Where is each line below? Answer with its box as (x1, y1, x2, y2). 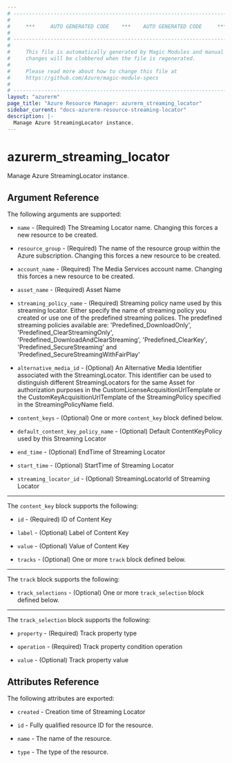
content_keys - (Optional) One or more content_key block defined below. (17, 414, 223, 422)
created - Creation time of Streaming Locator (17, 708, 146, 716)
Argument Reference (7, 191, 99, 204)
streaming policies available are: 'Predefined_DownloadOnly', (17, 321, 192, 329)
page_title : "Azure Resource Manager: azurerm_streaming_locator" (7, 100, 202, 107)
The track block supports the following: (7, 575, 120, 583)
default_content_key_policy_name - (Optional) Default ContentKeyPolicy (17, 427, 222, 436)
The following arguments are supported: (7, 210, 122, 218)
